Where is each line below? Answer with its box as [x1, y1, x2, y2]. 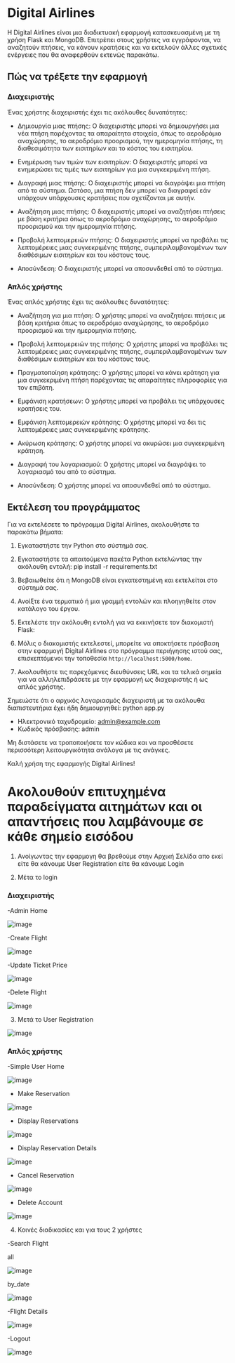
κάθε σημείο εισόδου [7, 829, 134, 844]
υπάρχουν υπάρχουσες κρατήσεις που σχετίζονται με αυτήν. [17, 193, 196, 202]
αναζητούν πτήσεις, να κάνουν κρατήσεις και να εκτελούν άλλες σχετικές [7, 43, 227, 51]
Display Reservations [17, 1117, 79, 1125]
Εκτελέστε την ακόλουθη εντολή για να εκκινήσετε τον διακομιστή [17, 618, 214, 626]
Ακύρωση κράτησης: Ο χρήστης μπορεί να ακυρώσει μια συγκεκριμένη [17, 439, 224, 447]
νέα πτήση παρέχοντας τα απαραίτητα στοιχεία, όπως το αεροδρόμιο [17, 129, 222, 138]
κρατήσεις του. [17, 404, 62, 412]
